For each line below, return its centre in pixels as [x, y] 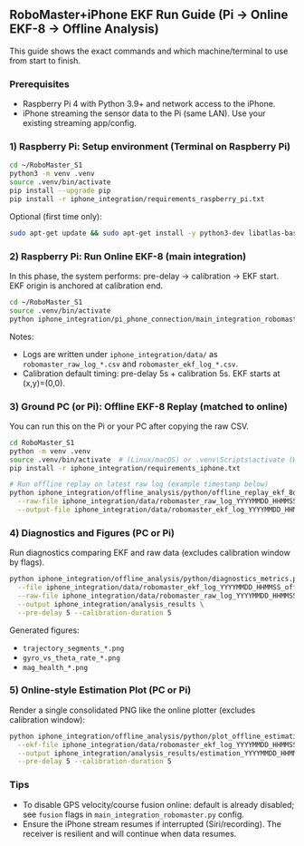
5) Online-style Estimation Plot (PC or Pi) [100, 690]
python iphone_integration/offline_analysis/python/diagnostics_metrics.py [155, 579]
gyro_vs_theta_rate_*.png [71, 658]
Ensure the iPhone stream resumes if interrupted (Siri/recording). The [152, 823]
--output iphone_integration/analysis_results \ [111, 604]
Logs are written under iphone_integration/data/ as [120, 354]
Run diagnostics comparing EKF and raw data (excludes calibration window [150, 553]
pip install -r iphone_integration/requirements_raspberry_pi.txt [137, 199]
